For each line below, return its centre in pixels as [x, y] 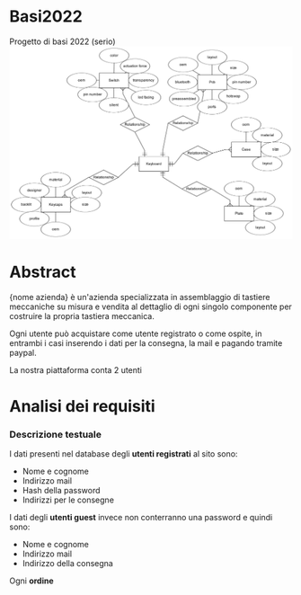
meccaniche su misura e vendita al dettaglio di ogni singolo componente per [150, 306]
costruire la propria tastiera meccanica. [82, 315]
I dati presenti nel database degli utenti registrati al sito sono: [124, 454]
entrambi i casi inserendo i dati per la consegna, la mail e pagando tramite [146, 342]
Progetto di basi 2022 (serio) [62, 41]
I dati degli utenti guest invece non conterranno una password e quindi [141, 518]
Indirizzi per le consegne [68, 500]
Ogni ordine [31, 581]
